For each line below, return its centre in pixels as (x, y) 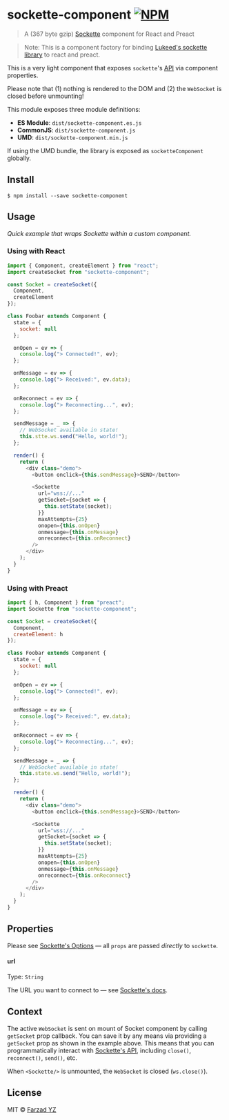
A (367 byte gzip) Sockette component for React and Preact (109, 34)
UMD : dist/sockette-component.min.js (72, 137)
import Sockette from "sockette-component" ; (72, 609)
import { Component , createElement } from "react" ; (83, 266)
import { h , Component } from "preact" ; (66, 603)
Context (25, 1012)
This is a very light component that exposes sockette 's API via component (113, 68)
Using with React (36, 251)
